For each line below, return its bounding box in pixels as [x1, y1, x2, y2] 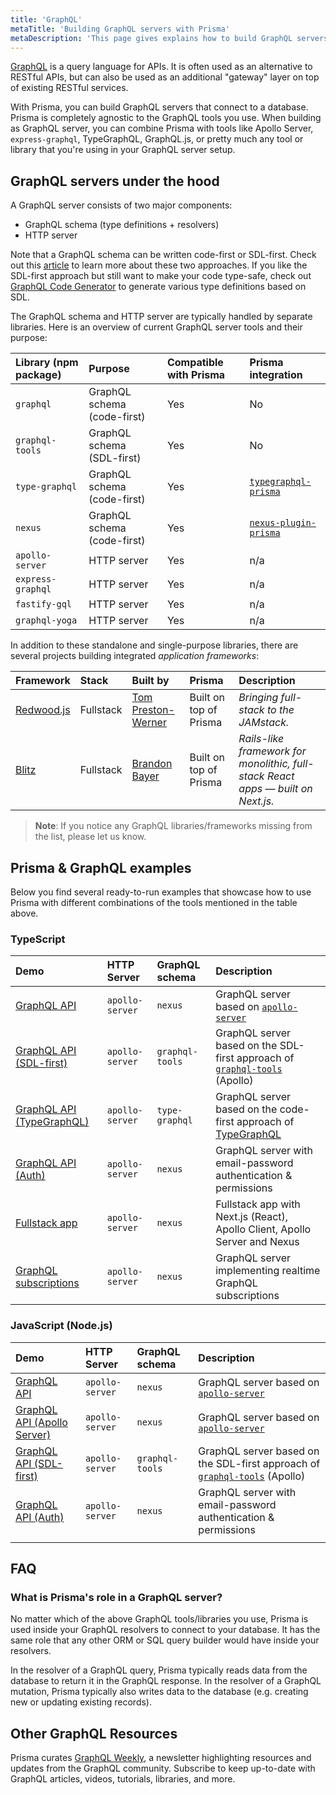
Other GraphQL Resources [10, 1725, 178, 1742]
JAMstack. [238, 716, 290, 730]
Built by [131, 674, 170, 688]
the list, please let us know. [34, 831, 147, 843]
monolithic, [238, 757, 291, 771]
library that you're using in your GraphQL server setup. [10, 144, 236, 156]
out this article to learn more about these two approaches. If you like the [10, 259, 308, 271]
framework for [238, 744, 307, 758]
